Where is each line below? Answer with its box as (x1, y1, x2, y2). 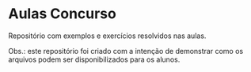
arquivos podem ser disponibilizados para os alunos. (8, 55, 181, 64)
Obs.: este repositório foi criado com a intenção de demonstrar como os (8, 46, 244, 55)
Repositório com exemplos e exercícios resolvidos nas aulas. (8, 31, 207, 40)
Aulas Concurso (8, 5, 116, 23)
